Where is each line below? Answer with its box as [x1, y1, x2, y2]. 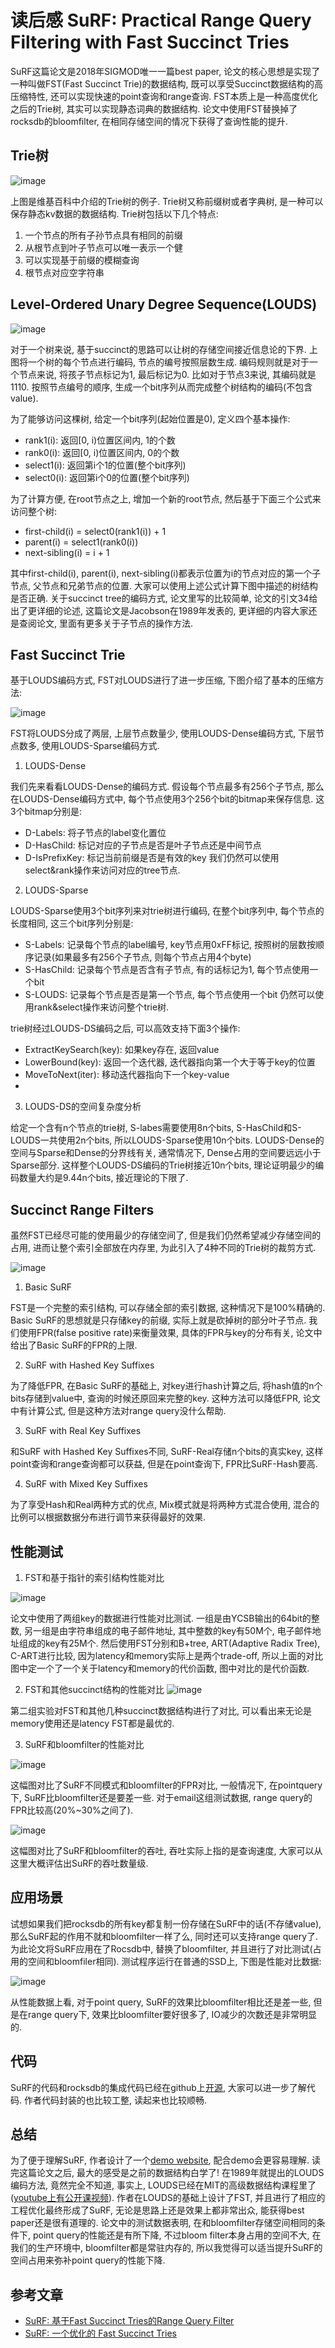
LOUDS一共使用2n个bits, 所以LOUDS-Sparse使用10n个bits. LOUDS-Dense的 [10, 1134, 325, 1146]
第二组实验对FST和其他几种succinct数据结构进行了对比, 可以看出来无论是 [10, 1705, 313, 1716]
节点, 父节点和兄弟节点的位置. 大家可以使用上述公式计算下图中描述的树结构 [10, 579, 318, 591]
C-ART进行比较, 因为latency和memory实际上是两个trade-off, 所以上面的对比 [10, 1650, 324, 1661]
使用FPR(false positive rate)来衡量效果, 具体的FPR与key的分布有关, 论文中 [18, 1327, 323, 1339]
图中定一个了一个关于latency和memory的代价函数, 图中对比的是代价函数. [10, 1662, 310, 1674]
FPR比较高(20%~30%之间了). [10, 1804, 133, 1816]
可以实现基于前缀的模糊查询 [24, 254, 140, 266]
